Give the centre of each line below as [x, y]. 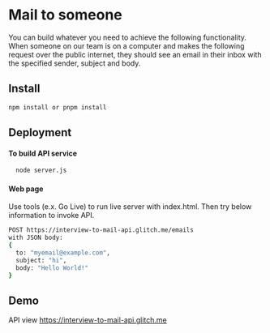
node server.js [41, 171]
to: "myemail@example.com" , [63, 253]
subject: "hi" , [41, 260]
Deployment [40, 132]
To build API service [43, 153]
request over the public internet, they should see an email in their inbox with [135, 54]
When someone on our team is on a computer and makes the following [126, 45]
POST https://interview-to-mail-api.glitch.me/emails [101, 230]
